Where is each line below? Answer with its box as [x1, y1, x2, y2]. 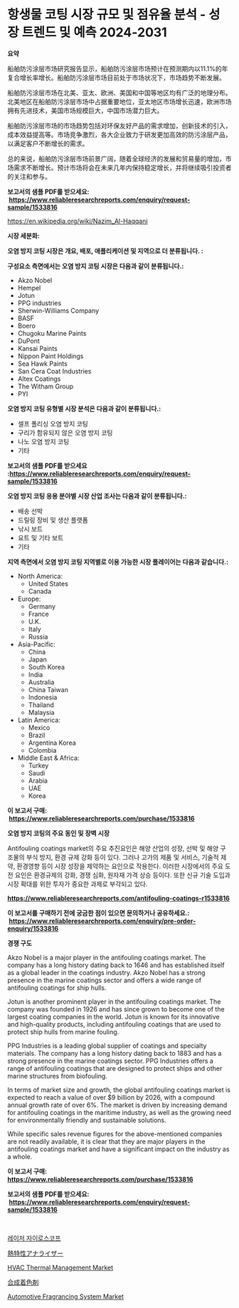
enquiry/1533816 [7, 924, 59, 932]
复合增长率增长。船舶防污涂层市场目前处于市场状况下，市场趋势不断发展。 [7, 73, 225, 82]
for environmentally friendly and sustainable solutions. [7, 1116, 166, 1124]
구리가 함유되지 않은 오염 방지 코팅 [17, 428, 113, 437]
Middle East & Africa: [17, 753, 80, 762]
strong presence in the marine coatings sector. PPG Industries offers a [7, 1056, 213, 1065]
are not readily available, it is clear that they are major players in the [7, 1137, 206, 1145]
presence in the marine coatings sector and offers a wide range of [7, 976, 201, 984]
